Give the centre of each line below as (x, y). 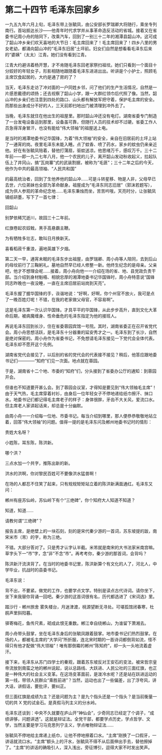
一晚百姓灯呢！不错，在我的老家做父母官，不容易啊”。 (63, 299)
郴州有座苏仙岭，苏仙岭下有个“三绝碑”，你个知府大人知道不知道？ (70, 500)
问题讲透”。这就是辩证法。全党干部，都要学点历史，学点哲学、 (84, 719)
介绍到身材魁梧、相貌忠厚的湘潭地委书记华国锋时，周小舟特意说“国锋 (86, 277)
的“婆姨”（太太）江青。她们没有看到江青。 (47, 54)
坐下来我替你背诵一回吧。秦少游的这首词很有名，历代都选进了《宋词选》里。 (81, 596)
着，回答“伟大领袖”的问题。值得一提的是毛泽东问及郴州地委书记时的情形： (79, 422)
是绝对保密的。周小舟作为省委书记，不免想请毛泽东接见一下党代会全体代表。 (81, 338)
